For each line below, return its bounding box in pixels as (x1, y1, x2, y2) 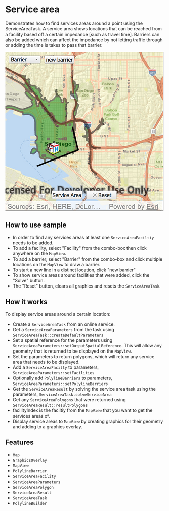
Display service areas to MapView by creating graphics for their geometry (12, 418, 163, 424)
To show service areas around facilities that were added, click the (12, 272, 150, 278)
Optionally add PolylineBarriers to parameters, (12, 375, 112, 381)
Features (5, 438, 34, 446)
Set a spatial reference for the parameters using (12, 337, 113, 343)
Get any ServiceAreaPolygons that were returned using (12, 396, 126, 402)
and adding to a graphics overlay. (12, 423, 82, 430)
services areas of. (12, 412, 50, 419)
